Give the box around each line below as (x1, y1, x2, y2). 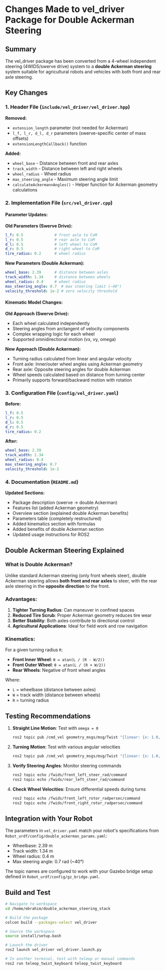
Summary (5, 45, 36, 53)
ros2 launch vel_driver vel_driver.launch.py (5, 947, 101, 952)
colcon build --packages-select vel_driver (5, 920, 97, 925)
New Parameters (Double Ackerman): (5, 260, 84, 266)
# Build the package (5, 915, 48, 920)
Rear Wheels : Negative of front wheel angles (12, 667, 106, 673)
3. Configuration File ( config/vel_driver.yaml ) (5, 390, 119, 397)
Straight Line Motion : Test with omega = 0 (12, 725, 98, 731)
